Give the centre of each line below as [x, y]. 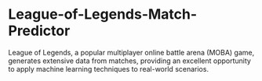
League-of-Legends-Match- [103, 14]
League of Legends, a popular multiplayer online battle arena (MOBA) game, [131, 52]
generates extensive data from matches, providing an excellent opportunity [129, 61]
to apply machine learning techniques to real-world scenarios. [109, 69]
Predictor [39, 31]
